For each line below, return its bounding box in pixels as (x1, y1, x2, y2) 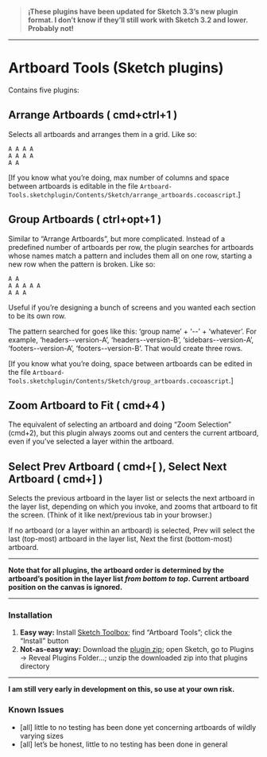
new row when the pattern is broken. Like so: (8, 259, 156, 269)
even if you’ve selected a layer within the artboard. (8, 437, 175, 447)
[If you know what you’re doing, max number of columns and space (8, 173, 230, 182)
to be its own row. (8, 310, 67, 321)
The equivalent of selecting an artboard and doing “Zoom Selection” (8, 419, 232, 429)
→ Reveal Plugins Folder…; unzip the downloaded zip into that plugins (19, 653, 248, 663)
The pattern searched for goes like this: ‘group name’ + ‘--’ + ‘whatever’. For (8, 326, 257, 336)
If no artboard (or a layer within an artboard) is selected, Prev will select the (8, 525, 256, 536)
